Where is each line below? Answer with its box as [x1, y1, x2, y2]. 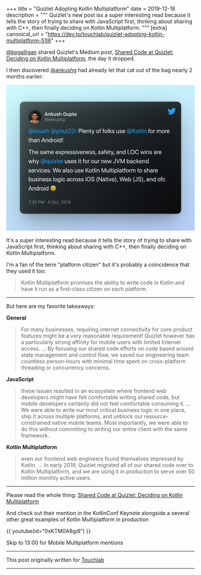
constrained [20, 419, 51, 426]
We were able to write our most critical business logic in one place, [20, 407, 187, 414]
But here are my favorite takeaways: [6, 303, 95, 310]
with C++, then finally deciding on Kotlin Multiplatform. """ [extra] [6, 24, 167, 31]
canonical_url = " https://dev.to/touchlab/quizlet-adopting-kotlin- [6, 31, 165, 38]
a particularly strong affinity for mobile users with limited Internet [20, 339, 181, 346]
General [6, 314, 27, 321]
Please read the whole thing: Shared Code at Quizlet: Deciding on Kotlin [6, 492, 183, 499]
